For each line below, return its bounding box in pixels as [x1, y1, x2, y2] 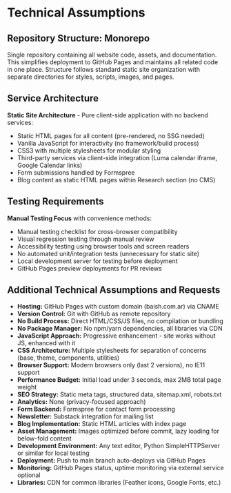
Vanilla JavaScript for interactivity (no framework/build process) [17, 139, 199, 147]
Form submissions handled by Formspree [17, 168, 135, 177]
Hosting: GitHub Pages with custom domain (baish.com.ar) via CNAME [17, 302, 219, 311]
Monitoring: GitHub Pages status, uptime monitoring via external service [17, 464, 224, 472]
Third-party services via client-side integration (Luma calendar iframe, [17, 153, 218, 162]
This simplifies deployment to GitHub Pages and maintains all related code [7, 58, 219, 66]
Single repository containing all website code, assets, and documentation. [7, 50, 217, 59]
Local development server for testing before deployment [17, 257, 178, 265]
